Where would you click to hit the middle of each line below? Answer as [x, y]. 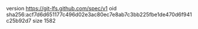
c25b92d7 [19, 21]
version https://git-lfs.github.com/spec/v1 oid [62, 8]
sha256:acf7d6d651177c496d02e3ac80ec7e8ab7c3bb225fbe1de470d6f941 [99, 14]
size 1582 [44, 21]
